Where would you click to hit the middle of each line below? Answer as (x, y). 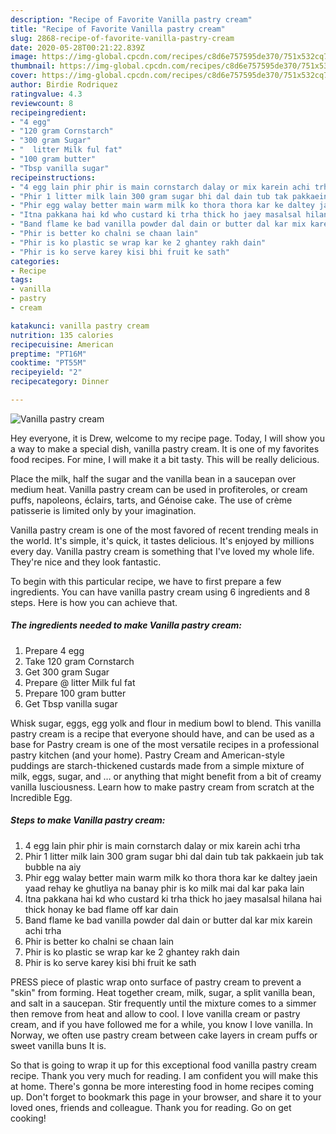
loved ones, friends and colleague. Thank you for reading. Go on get (151, 1107)
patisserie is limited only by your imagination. (103, 510)
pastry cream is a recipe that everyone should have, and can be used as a (162, 733)
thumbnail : (33, 66)
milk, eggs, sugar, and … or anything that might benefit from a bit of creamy (166, 776)
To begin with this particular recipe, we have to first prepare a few (146, 581)
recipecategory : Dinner (60, 382)
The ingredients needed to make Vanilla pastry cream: (126, 625)
